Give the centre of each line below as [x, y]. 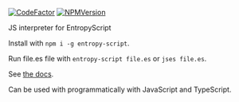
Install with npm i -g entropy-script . [69, 43]
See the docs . [31, 74]
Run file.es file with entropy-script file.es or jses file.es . [108, 59]
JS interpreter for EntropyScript [60, 27]
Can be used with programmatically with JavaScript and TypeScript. [120, 89]
